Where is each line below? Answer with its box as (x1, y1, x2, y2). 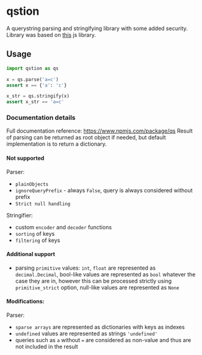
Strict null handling (15, 201, 70, 207)
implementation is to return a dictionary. (6, 140, 107, 148)
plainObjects (15, 181, 49, 187)
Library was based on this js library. (6, 31, 96, 38)
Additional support (6, 251, 55, 258)
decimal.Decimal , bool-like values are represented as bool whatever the (15, 270, 196, 278)
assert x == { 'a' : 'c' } (6, 82, 67, 88)
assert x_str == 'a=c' (6, 99, 64, 105)
